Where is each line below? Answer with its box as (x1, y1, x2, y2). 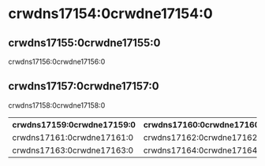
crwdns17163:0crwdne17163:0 (12, 145, 134, 156)
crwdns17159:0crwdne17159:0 (12, 119, 136, 130)
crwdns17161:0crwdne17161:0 (12, 131, 134, 142)
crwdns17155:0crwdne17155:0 (8, 36, 161, 50)
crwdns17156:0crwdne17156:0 (8, 57, 106, 66)
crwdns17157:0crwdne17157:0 (8, 79, 159, 93)
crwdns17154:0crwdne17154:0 (8, 5, 213, 23)
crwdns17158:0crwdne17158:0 (8, 100, 106, 110)
